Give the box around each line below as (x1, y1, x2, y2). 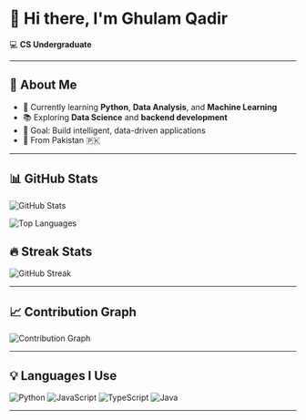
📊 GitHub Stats (9, 171, 98, 187)
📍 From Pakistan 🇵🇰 (22, 134, 101, 145)
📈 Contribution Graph (9, 304, 137, 320)
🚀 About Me (9, 77, 77, 93)
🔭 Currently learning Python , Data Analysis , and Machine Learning (22, 101, 278, 112)
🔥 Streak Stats (9, 243, 93, 259)
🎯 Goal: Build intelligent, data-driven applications (22, 125, 207, 136)
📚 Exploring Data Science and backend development (22, 111, 228, 122)
